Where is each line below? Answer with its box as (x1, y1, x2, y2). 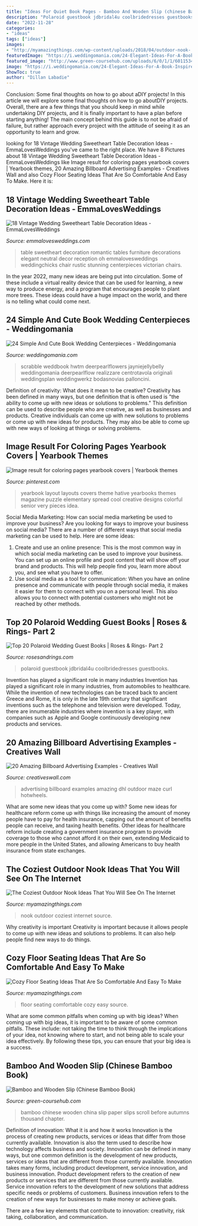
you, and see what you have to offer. (14, 568, 104, 576)
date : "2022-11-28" (6, 19, 54, 25)
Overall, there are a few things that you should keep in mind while (6, 103, 165, 110)
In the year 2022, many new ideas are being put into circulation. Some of (6, 272, 183, 279)
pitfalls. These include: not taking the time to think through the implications (6, 1025, 187, 1032)
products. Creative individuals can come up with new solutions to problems (6, 412, 189, 419)
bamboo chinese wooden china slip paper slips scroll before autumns (20, 1108, 190, 1116)
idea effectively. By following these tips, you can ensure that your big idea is (6, 1038, 191, 1045)
